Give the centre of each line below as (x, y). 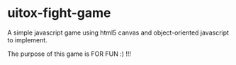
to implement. (27, 40)
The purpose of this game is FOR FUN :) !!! (69, 54)
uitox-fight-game (59, 13)
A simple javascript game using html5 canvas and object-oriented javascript (118, 32)
